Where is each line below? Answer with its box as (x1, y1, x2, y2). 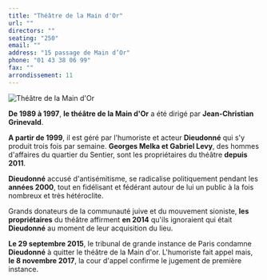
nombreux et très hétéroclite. (8, 190, 104, 200)
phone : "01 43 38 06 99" (8, 57, 91, 65)
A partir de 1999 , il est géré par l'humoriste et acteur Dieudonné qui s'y (8, 133, 245, 142)
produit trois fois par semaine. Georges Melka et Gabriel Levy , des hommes (8, 141, 260, 150)
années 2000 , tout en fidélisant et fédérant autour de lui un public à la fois (8, 182, 254, 192)
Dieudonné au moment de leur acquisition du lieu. (8, 223, 173, 233)
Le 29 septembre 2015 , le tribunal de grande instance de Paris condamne (8, 238, 252, 248)
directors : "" (8, 26, 56, 34)
